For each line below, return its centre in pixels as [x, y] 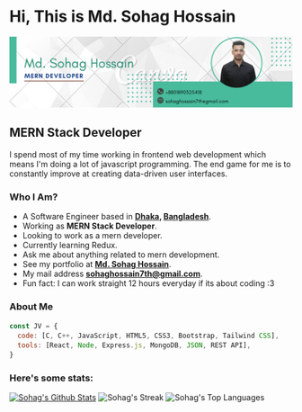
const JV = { [34, 327]
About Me [31, 306]
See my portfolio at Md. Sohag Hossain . [97, 264]
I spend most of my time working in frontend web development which [138, 154]
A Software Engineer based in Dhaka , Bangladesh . [116, 217]
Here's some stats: [52, 378]
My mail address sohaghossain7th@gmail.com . [112, 274]
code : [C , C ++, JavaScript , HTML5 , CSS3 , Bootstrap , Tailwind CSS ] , [148, 336]
